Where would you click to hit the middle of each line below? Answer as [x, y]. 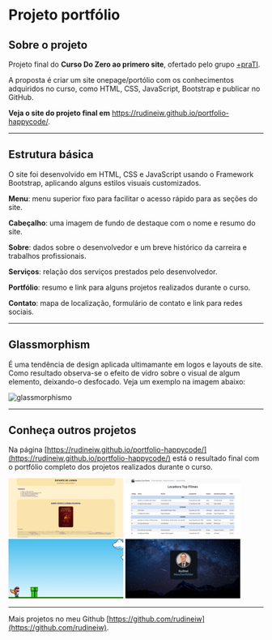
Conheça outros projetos [72, 430]
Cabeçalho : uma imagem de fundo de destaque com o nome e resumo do [132, 223]
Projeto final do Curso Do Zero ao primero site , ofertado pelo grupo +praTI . [134, 64]
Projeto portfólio [64, 15]
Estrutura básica [51, 155]
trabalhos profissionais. [47, 256]
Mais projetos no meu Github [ [59, 619]
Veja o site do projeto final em [59, 113]
